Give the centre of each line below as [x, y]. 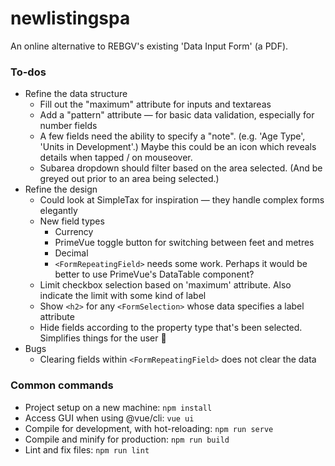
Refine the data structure [76, 94]
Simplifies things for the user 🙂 [103, 338]
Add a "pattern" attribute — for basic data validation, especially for [177, 115]
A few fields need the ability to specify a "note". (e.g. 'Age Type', [172, 136]
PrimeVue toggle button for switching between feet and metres [184, 243]
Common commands [62, 385]
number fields [68, 126]
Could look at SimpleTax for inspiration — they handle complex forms [182, 200]
